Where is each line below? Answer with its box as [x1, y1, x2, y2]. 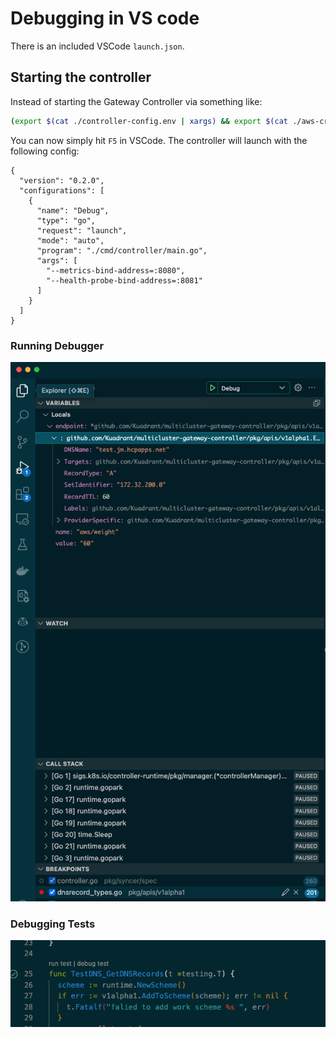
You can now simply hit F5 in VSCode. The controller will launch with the [10, 134, 308, 146]
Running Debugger [10, 338, 105, 352]
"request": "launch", [36, 225, 128, 236]
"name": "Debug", [36, 205, 110, 216]
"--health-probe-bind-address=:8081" [46, 275, 203, 286]
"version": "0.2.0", [19, 175, 105, 186]
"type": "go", [36, 215, 97, 226]
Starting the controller [10, 69, 152, 86]
